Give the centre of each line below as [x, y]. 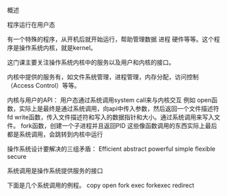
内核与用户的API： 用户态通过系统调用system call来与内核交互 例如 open [109, 100]
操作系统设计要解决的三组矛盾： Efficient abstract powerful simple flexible [111, 149]
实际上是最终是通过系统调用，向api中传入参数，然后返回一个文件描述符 [119, 109]
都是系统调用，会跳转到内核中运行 [55, 134]
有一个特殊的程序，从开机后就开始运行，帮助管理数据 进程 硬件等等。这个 [110, 39]
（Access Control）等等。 [44, 85]
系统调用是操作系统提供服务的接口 [55, 171]
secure [17, 157]
